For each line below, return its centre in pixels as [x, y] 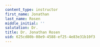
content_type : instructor [31, 10]
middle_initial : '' [25, 23]
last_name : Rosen [23, 19]
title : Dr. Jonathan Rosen [33, 32]
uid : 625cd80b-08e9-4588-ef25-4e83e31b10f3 [50, 37]
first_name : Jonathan [27, 14]
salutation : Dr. [22, 28]
